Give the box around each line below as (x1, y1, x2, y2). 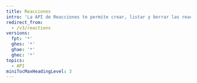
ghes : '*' (11, 41, 35, 47)
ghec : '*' (11, 52, 35, 58)
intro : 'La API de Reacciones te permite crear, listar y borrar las (6, 14, 180, 20)
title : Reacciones (6, 8, 51, 15)
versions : (6, 30, 30, 36)
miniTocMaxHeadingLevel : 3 (6, 68, 72, 74)
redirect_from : (6, 19, 43, 25)
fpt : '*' (11, 36, 33, 41)
